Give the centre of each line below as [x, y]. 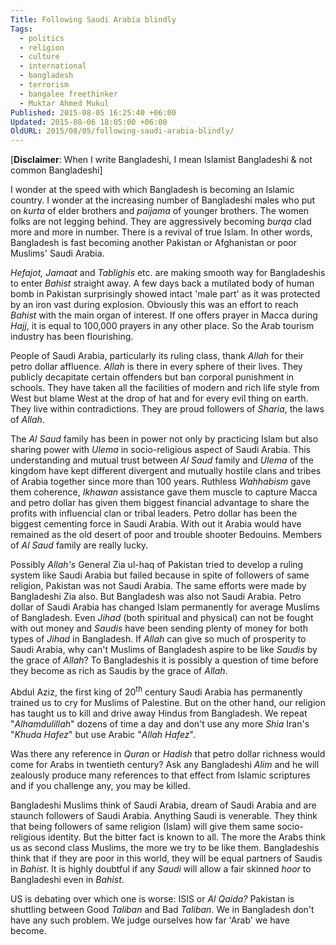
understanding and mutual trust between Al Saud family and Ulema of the [162, 460]
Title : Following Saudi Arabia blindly [93, 19]
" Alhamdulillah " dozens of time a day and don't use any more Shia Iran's [160, 723]
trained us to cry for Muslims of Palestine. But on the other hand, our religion [168, 702]
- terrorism [44, 85]
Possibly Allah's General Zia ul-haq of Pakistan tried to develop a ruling [157, 565]
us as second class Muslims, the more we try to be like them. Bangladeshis [165, 847]
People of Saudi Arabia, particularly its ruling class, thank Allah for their [157, 356]
